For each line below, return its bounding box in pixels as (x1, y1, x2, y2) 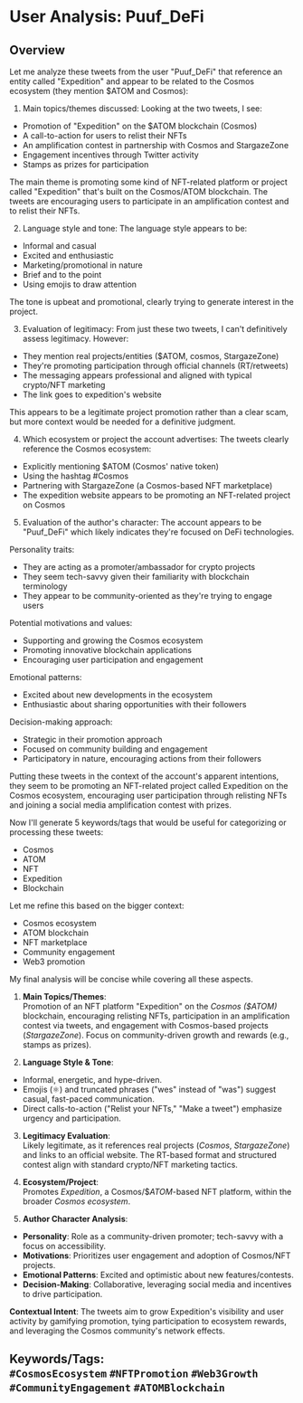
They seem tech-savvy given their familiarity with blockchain (22, 572, 250, 582)
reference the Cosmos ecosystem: (22, 443, 152, 454)
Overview (9, 43, 66, 58)
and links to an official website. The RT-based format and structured (22, 1150, 278, 1160)
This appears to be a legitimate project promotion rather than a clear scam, (9, 407, 289, 417)
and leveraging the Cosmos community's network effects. (9, 1325, 226, 1336)
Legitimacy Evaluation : (22, 1131, 111, 1141)
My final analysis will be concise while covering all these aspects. (9, 974, 253, 984)
